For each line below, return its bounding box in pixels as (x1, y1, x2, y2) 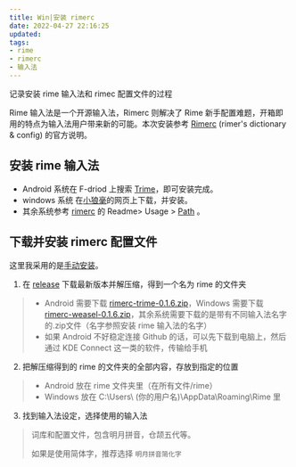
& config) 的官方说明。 (9, 129, 92, 140)
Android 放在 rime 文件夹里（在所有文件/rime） (44, 380, 218, 390)
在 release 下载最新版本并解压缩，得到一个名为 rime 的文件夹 (21, 278, 247, 290)
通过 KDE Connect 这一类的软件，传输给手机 (44, 342, 208, 353)
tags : (9, 37, 29, 47)
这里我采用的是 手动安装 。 (9, 259, 103, 270)
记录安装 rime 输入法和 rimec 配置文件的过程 (9, 88, 173, 99)
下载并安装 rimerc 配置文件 (9, 234, 158, 250)
